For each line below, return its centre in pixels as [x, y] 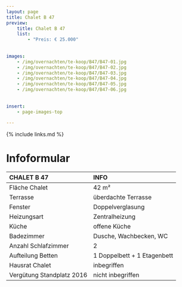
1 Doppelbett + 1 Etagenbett [133, 256]
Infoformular [38, 158]
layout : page [22, 12]
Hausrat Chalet [30, 265]
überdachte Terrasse [123, 197]
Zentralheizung [115, 217]
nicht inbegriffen [116, 275]
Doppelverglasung [119, 207]
